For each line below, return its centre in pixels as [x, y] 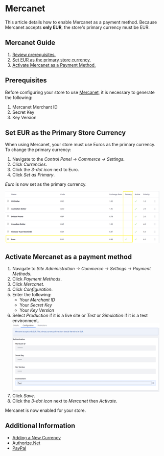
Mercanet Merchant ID [35, 107]
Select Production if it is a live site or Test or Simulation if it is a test [80, 315]
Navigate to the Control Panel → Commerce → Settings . [68, 159]
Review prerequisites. [34, 54]
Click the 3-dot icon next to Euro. [46, 170]
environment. [25, 321]
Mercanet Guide [30, 43]
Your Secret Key [36, 305]
